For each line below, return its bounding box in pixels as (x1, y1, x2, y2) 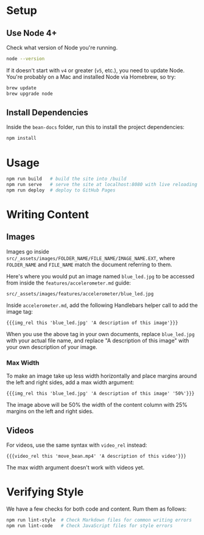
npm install (6, 135, 37, 142)
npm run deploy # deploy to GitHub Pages (6, 187, 116, 193)
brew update (6, 85, 37, 91)
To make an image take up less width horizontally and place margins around (6, 372, 197, 380)
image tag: (6, 308, 33, 315)
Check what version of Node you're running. (6, 44, 118, 51)
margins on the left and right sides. (6, 408, 94, 415)
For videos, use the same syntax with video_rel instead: (6, 441, 147, 449)
